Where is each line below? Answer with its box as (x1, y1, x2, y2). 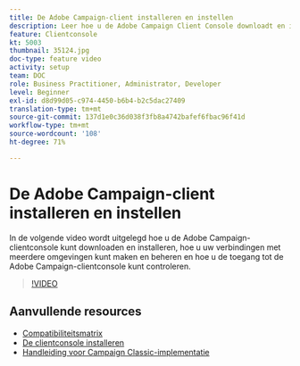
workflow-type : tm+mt (9, 121, 90, 130)
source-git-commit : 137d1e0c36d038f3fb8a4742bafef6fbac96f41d (9, 112, 246, 121)
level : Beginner (9, 87, 70, 96)
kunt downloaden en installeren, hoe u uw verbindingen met (60, 242, 281, 253)
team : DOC (9, 71, 46, 80)
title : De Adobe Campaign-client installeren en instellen (9, 12, 234, 22)
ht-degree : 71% (9, 137, 66, 146)
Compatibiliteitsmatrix (21, 328, 103, 338)
